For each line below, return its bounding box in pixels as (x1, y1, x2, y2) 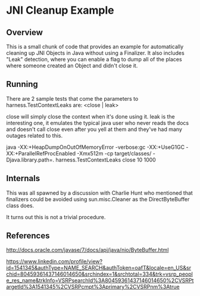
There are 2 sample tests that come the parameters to (6, 95, 139, 102)
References (6, 230, 50, 241)
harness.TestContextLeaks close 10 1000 (55, 156, 156, 163)
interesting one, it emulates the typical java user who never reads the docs (6, 119, 189, 126)
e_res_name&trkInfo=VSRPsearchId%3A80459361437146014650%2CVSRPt (6, 277, 194, 284)
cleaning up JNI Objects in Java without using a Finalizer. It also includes (6, 49, 185, 57)
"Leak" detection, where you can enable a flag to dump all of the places (6, 56, 183, 63)
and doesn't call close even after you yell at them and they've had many (6, 126, 183, 133)
